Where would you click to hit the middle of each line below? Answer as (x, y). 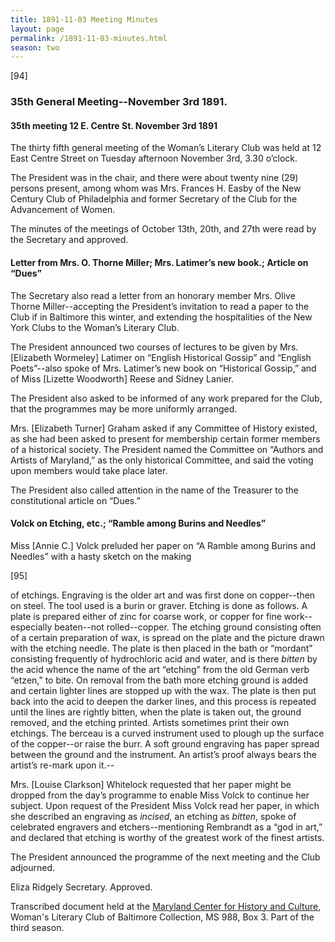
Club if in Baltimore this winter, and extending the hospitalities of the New (161, 317)
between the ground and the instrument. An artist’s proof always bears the (163, 754)
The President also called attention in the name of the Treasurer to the (155, 490)
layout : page (37, 29)
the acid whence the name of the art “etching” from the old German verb (160, 669)
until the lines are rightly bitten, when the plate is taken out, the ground (156, 712)
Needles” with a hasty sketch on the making (101, 556)
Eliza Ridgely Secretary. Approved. (81, 887)
